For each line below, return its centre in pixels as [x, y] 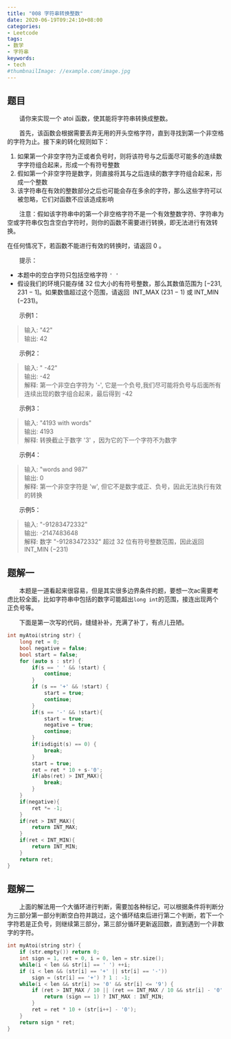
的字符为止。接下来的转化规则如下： [58, 142]
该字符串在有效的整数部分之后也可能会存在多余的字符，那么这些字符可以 [119, 191]
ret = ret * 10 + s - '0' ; [67, 770]
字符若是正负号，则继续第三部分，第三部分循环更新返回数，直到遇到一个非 [112, 924]
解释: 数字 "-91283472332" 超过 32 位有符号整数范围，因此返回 [114, 542]
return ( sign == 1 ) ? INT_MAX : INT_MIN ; [104, 997]
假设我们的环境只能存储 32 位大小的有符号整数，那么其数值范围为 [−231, [119, 283]
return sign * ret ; [47, 1022]
